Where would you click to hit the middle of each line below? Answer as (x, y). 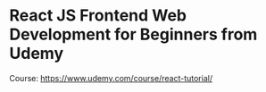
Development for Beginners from (133, 34)
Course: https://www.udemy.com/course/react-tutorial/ (111, 78)
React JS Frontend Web (98, 16)
